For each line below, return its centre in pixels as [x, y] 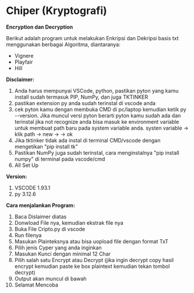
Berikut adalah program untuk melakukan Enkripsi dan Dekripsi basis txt [92, 38]
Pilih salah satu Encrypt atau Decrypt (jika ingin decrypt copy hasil [94, 260]
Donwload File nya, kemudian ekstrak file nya [69, 222]
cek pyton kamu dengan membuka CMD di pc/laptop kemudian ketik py [100, 109]
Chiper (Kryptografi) [57, 11]
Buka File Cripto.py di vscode [50, 229]
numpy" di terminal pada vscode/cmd [60, 159]
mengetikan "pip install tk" [46, 146]
